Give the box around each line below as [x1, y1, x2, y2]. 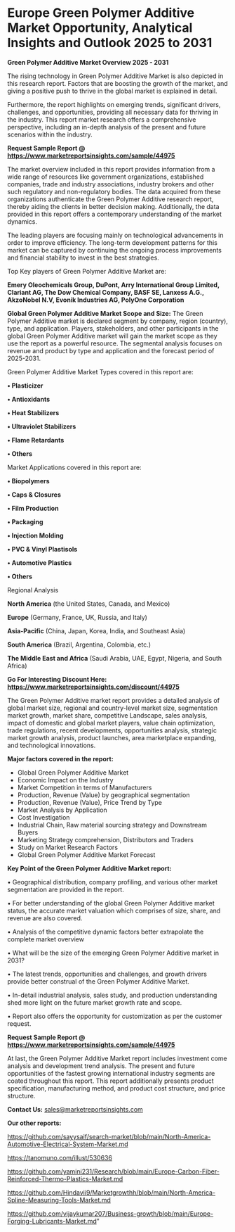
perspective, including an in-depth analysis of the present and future [7, 122, 206, 131]
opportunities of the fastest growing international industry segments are [7, 1069, 215, 1077]
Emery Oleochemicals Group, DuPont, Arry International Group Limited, [7, 280, 220, 289]
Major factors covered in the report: [7, 754, 114, 763]
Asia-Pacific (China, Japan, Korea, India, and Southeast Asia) [7, 626, 186, 635]
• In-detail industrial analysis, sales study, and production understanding [7, 991, 217, 999]
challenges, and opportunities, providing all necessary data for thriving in [7, 108, 219, 116]
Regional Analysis [7, 585, 59, 594]
